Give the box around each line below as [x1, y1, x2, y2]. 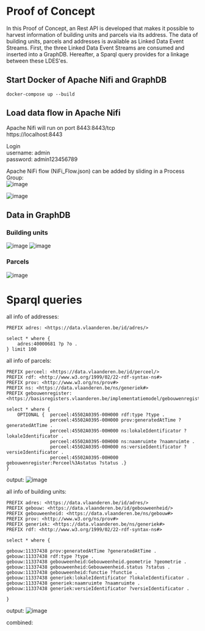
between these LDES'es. [6, 57, 68, 64]
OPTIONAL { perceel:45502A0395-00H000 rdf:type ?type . [17, 412, 165, 418]
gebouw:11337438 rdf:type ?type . [6, 553, 95, 560]
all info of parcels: [6, 357, 52, 365]
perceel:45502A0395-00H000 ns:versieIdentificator [49, 444, 182, 450]
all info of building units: [6, 488, 67, 496]
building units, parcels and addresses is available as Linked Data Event [6, 37, 184, 45]
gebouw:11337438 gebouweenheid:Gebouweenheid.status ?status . [6, 564, 171, 570]
